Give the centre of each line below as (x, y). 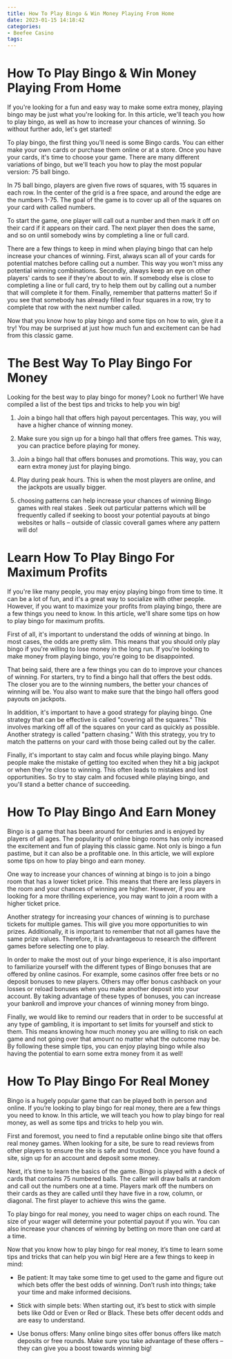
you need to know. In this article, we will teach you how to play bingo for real (116, 1115)
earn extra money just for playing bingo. (74, 466)
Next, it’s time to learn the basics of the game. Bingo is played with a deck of (116, 1171)
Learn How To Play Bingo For (91, 558)
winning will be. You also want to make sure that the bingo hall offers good (113, 692)
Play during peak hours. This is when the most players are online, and (116, 480)
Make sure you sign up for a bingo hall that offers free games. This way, (119, 438)
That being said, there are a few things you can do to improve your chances (115, 669)
